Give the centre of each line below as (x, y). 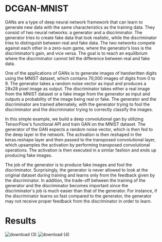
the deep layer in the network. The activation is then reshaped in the (73, 134)
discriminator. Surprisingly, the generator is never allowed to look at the (77, 170)
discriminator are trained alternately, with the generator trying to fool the (77, 104)
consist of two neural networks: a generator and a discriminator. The (74, 32)
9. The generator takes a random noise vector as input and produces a (76, 83)
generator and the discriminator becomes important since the (67, 185)
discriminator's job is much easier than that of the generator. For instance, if (81, 191)
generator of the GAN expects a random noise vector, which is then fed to (79, 129)
